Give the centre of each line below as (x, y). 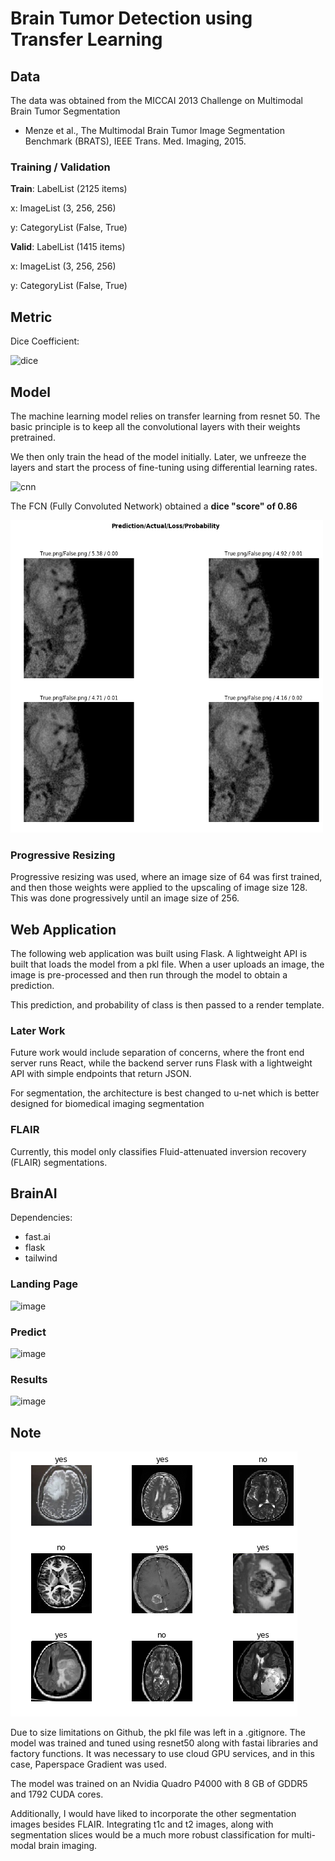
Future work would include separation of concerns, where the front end (157, 1053)
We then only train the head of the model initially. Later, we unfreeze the (158, 456)
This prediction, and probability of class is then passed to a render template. (167, 1005)
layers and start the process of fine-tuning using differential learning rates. (164, 467)
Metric (31, 317)
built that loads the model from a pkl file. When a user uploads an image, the (167, 964)
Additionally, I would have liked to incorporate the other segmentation (153, 1814)
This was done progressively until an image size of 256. (125, 898)
